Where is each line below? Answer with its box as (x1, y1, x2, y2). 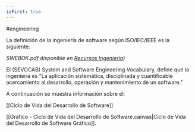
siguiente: (6, 43, 31, 50)
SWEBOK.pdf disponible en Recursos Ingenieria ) (6, 54, 125, 61)
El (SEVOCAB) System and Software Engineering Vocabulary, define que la (6, 66, 189, 73)
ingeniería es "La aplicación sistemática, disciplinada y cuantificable (6, 72, 174, 79)
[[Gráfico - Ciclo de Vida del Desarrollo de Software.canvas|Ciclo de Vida (6, 113, 186, 120)
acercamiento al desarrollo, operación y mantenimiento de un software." (6, 78, 183, 86)
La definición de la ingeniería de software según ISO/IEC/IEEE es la (6, 36, 170, 43)
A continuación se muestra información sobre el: (6, 90, 125, 97)
